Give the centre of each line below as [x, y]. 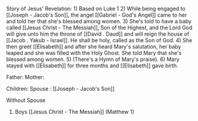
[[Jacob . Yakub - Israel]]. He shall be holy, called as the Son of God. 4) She [99, 40]
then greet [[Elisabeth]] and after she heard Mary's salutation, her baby [94, 46]
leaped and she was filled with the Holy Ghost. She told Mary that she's [94, 53]
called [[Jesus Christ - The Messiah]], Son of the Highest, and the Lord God [99, 27]
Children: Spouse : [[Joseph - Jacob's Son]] [61, 89]
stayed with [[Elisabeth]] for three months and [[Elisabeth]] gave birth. [92, 66]
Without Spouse [26, 100]
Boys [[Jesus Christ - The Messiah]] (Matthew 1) [75, 112]
